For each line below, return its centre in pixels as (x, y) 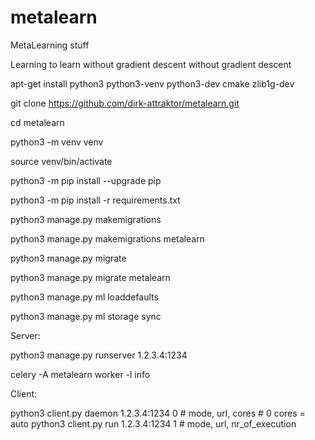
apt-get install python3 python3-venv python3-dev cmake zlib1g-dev (152, 83)
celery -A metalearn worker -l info (80, 374)
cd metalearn (37, 122)
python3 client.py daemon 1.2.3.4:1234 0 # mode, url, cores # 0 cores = (158, 413)
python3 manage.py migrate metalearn (90, 277)
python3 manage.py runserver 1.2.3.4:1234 (99, 355)
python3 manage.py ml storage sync (86, 316)
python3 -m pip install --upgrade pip (86, 180)
